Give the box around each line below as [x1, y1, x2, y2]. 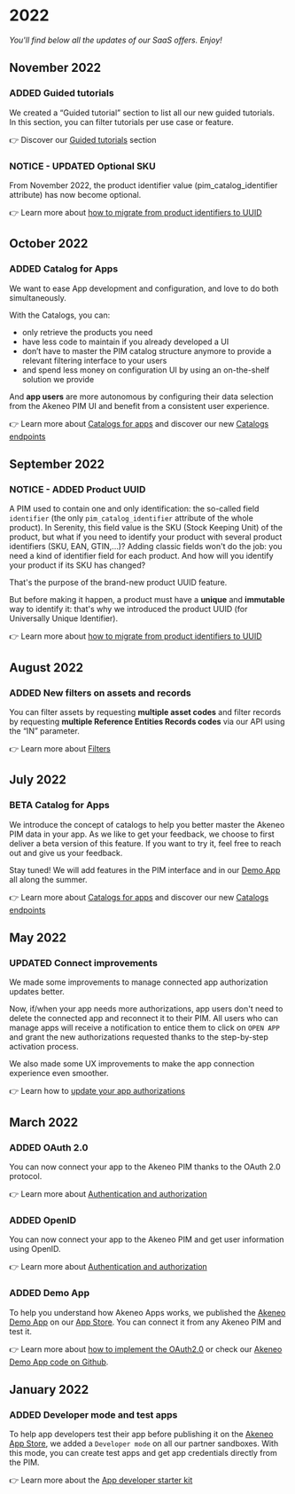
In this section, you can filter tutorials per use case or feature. [9, 116, 234, 127]
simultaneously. [9, 292, 66, 303]
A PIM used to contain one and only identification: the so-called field [9, 503, 260, 515]
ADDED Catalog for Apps [9, 263, 119, 275]
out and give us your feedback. [9, 847, 123, 858]
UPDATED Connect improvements [9, 956, 158, 969]
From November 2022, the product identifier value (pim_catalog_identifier [9, 179, 278, 191]
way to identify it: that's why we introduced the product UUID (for [9, 604, 248, 615]
